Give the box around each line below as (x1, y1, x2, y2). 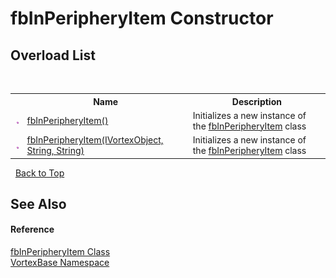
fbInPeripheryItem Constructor (10, 7, 274, 30)
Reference (10, 223, 55, 236)
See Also (10, 195, 67, 212)
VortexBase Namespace (10, 257, 110, 269)
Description (231, 95, 282, 107)
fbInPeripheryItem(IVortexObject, (26, 134, 164, 146)
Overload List (10, 47, 96, 64)
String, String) (26, 145, 85, 156)
